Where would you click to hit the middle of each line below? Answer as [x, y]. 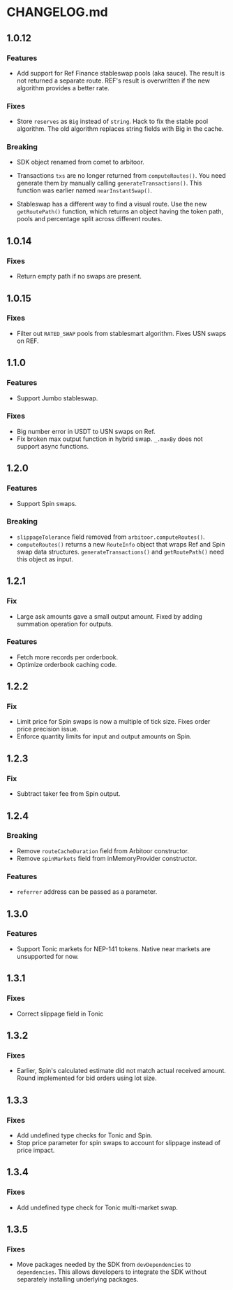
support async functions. [53, 446]
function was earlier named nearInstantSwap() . [84, 190]
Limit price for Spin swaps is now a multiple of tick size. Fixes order [113, 722]
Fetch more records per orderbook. [67, 657]
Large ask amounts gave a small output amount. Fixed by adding [110, 616]
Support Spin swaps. [47, 503]
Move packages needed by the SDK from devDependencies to [104, 1265]
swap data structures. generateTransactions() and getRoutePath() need [120, 552]
